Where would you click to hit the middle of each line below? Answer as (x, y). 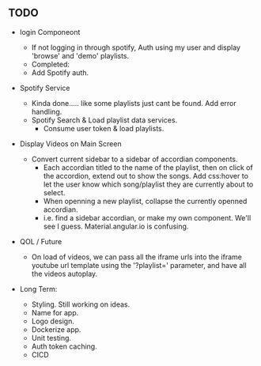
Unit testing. (51, 338)
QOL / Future (41, 241)
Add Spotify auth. (60, 72)
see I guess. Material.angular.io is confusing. (116, 226)
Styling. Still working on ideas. (81, 304)
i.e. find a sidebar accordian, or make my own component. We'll (147, 217)
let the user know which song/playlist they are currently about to (148, 184)
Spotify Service (45, 88)
